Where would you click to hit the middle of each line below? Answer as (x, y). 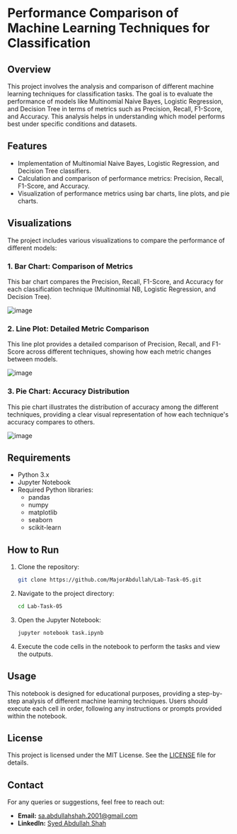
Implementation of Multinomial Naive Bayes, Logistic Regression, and (118, 163)
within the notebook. (37, 716)
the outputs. (35, 654)
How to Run (33, 550)
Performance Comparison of (93, 13)
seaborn (40, 520)
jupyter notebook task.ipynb (60, 633)
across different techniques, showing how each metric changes (118, 351)
